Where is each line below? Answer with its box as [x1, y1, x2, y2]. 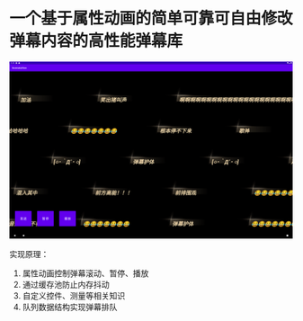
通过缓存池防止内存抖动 [22, 279, 110, 290]
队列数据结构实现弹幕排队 [22, 301, 118, 312]
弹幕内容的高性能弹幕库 [9, 31, 183, 51]
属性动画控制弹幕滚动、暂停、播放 [22, 267, 149, 279]
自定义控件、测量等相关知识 [22, 290, 126, 301]
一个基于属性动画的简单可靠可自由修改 [9, 8, 294, 29]
